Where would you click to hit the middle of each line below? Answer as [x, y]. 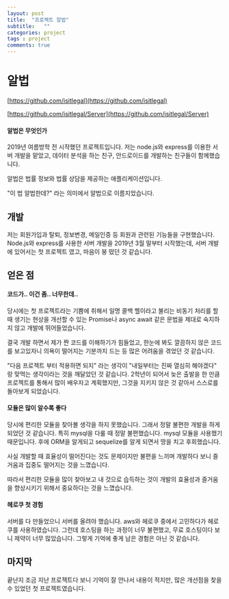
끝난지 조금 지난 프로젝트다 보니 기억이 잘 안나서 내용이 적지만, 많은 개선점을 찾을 [114, 580]
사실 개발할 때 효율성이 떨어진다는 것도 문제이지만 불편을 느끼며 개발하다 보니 [109, 456]
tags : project [29, 39]
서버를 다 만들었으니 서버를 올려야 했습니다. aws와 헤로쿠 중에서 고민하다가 [107, 521]
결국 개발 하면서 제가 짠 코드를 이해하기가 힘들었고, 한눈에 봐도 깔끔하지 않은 [108, 342]
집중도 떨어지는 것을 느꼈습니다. [67, 464]
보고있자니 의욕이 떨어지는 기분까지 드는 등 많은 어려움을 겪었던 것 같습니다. [114, 351]
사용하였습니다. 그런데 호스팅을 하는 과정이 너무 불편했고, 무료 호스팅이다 [116, 530]
